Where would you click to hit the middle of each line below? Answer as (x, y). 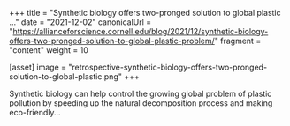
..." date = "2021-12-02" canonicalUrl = (80, 22)
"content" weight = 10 (49, 50)
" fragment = (238, 41)
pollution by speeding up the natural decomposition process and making (141, 103)
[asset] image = (38, 67)
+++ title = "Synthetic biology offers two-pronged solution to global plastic (145, 13)
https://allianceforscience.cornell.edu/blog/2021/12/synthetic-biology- (141, 31)
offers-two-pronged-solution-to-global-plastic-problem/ (112, 41)
